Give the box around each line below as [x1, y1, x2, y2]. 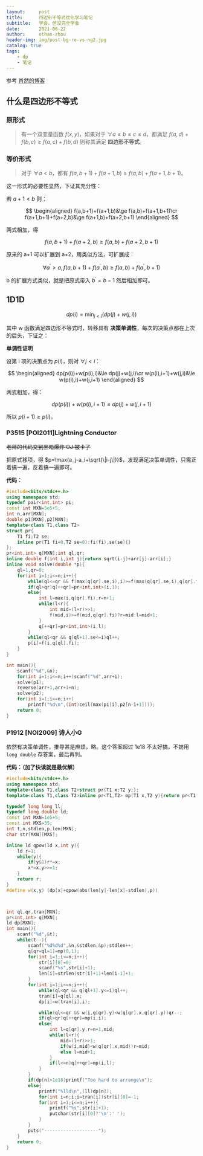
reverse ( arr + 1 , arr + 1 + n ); [17, 685, 80, 691]
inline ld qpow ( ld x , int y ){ [6, 842, 80, 848]
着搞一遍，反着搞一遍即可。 [6, 463, 76, 471]
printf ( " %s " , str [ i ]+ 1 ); [49, 1105, 110, 1111]
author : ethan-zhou [6, 31, 66, 37]
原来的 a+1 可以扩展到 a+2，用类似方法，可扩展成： [6, 251, 135, 258]
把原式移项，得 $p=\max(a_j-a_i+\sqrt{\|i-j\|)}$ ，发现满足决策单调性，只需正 [6, 456, 197, 463]
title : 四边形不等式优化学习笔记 [6, 15, 93, 21]
